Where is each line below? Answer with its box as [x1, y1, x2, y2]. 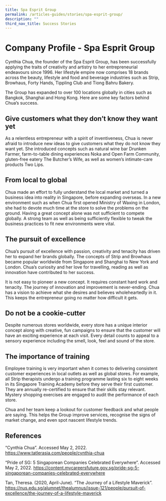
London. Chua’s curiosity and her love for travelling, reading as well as [5, 264, 149, 270]
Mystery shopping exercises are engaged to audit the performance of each [5, 392, 159, 398]
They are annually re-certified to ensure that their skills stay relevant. [5, 387, 146, 392]
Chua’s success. [5, 100, 39, 106]
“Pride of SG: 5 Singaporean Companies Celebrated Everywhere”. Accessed [5, 459, 161, 466]
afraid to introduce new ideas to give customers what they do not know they [5, 141, 161, 146]
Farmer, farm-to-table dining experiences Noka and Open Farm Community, [5, 151, 160, 157]
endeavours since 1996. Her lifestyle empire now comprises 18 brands [5, 69, 149, 75]
